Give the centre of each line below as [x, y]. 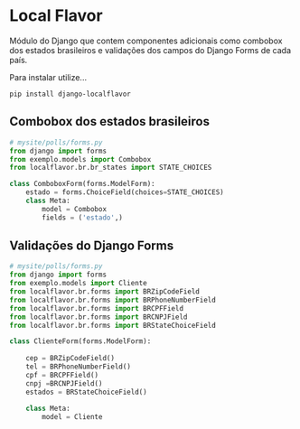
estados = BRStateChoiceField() [86, 392]
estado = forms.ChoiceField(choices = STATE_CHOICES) [125, 192]
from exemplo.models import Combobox [80, 159]
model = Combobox [74, 209]
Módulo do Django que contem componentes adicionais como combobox [146, 41]
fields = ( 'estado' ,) [83, 218]
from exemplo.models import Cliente [78, 284]
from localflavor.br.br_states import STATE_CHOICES [111, 168]
